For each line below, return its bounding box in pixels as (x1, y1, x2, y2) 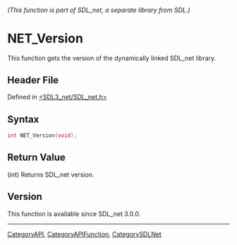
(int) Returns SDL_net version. (7, 170, 95, 179)
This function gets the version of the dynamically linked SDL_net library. (7, 54, 217, 62)
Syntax (7, 113, 39, 125)
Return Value (7, 152, 66, 164)
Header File (7, 74, 59, 86)
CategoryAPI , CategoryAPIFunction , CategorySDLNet (7, 229, 162, 238)
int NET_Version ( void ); (7, 132, 78, 139)
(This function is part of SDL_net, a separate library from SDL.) (7, 6, 190, 14)
